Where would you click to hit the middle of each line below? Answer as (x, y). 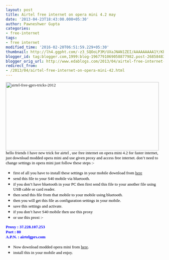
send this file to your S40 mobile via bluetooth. (51, 179)
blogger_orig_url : (25, 61)
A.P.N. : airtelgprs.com (26, 237)
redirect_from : (22, 66)
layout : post (19, 10)
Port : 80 (14, 232)
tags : (11, 38)
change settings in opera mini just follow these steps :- (50, 163)
